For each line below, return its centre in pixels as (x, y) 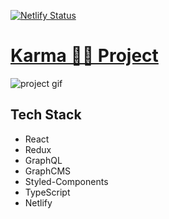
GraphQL (43, 160)
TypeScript (47, 192)
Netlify (38, 202)
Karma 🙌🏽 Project (84, 56)
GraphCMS (48, 171)
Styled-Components (66, 181)
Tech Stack (46, 115)
